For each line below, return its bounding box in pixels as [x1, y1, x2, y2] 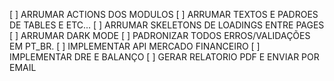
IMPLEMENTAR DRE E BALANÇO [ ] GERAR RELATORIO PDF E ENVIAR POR [9, 51, 320, 63]
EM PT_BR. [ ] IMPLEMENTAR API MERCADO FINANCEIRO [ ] [9, 40, 261, 52]
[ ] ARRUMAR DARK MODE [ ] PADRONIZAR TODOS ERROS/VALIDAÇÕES [9, 30, 311, 41]
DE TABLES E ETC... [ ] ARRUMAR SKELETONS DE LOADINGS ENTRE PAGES [9, 19, 325, 31]
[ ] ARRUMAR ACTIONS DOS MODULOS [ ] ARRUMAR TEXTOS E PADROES [9, 9, 319, 20]
